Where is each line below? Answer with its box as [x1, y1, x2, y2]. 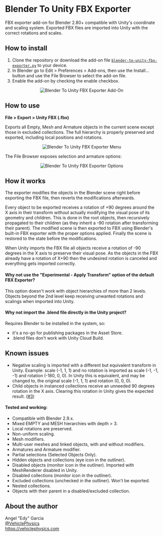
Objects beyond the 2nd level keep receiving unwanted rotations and [5, 293, 144, 299]
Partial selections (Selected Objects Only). [12, 451, 97, 457]
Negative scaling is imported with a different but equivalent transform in [12, 362, 157, 368]
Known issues [5, 349, 49, 358]
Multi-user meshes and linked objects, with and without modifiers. [12, 441, 145, 447]
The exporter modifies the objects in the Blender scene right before [5, 190, 140, 196]
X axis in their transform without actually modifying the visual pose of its [5, 210, 150, 215]
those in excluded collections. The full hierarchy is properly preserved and [5, 129, 154, 135]
